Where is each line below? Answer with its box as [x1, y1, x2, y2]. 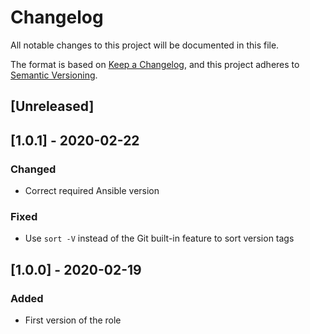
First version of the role [24, 314, 122, 326]
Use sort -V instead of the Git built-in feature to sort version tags [24, 232, 295, 245]
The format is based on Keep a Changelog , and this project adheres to [10, 58, 300, 70]
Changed [10, 162, 57, 176]
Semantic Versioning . [10, 69, 98, 81]
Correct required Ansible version [24, 185, 160, 197]
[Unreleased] [10, 98, 95, 115]
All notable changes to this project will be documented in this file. [10, 39, 280, 51]
